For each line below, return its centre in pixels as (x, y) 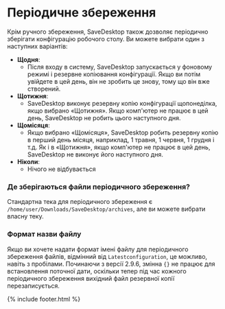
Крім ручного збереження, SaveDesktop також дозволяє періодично (108, 32)
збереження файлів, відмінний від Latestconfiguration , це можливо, (107, 256)
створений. (44, 89)
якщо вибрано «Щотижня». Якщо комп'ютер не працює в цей (118, 111)
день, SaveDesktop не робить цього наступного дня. (104, 117)
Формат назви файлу (44, 234)
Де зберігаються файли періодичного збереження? (99, 187)
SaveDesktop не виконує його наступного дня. (95, 154)
